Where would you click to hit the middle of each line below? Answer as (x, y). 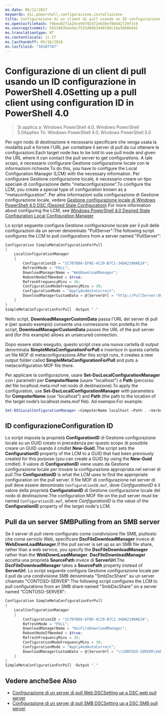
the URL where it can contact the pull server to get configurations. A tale (79, 158)
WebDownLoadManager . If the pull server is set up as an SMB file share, (79, 544)
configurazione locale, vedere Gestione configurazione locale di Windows (80, 200)
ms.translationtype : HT (30, 33)
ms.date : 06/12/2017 (26, 10)
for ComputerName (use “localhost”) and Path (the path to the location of (81, 396)
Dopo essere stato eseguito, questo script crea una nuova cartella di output (82, 344)
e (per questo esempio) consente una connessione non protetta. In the (76, 324)
